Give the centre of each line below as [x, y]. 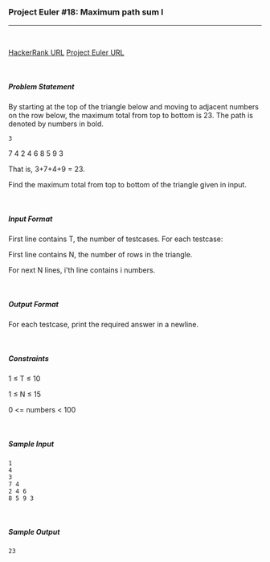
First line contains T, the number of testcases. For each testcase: [116, 239]
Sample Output [34, 531]
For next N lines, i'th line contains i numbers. [82, 270]
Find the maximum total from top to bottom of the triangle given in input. [128, 185]
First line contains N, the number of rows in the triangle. [100, 255]
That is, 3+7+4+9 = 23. [47, 169]
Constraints [29, 358]
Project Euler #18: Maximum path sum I [86, 12]
